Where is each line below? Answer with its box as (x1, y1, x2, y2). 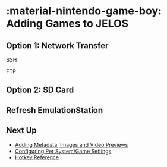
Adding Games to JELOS (6, 17, 129, 30)
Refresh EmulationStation (6, 105, 103, 115)
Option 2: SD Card (6, 85, 74, 95)
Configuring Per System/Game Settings (14, 147, 112, 155)
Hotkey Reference (14, 153, 59, 161)
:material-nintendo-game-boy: (6, 4, 162, 18)
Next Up (6, 125, 37, 136)
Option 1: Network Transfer (6, 40, 109, 51)
